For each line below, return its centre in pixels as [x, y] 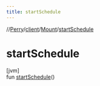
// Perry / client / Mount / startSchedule [50, 29]
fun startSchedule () [31, 77]
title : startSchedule [34, 12]
